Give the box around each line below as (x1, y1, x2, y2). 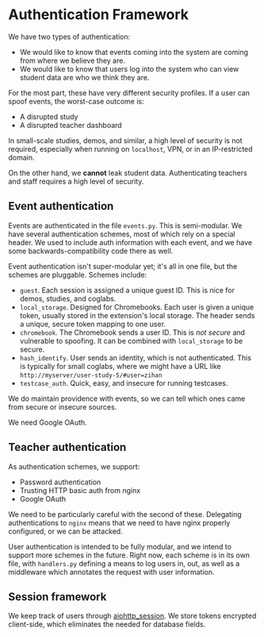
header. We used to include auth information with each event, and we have (8, 237, 252, 247)
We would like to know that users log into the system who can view (19, 64, 239, 73)
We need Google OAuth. (8, 418, 87, 427)
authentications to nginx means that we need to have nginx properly (8, 518, 231, 527)
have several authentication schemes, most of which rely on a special (8, 229, 235, 239)
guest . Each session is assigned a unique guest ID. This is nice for (19, 285, 235, 295)
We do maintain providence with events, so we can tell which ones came (8, 394, 246, 403)
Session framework (8, 590, 107, 604)
